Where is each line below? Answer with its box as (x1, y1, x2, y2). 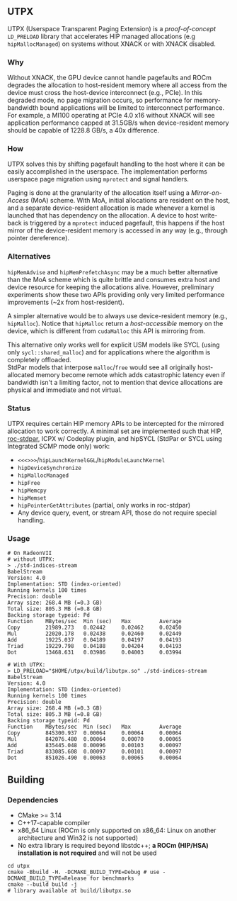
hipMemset (17, 495, 47, 502)
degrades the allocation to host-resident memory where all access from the (7, 81, 228, 89)
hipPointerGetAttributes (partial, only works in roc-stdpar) (17, 501, 191, 509)
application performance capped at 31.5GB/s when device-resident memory (7, 118, 229, 127)
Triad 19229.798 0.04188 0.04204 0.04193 (7, 643, 182, 650)
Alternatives (7, 252, 51, 262)
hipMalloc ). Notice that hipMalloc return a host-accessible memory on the (7, 319, 224, 328)
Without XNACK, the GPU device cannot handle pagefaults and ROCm (7, 74, 212, 82)
